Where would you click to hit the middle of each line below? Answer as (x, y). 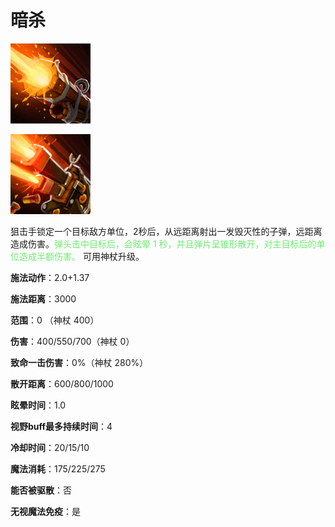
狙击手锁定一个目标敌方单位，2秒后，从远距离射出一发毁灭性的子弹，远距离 (166, 231)
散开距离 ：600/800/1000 (62, 383)
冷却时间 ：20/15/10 (50, 447)
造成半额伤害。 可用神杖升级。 (81, 256)
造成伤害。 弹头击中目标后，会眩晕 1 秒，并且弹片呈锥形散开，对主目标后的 (163, 243)
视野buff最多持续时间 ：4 (61, 426)
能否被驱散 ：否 (41, 490)
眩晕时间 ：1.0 (38, 405)
